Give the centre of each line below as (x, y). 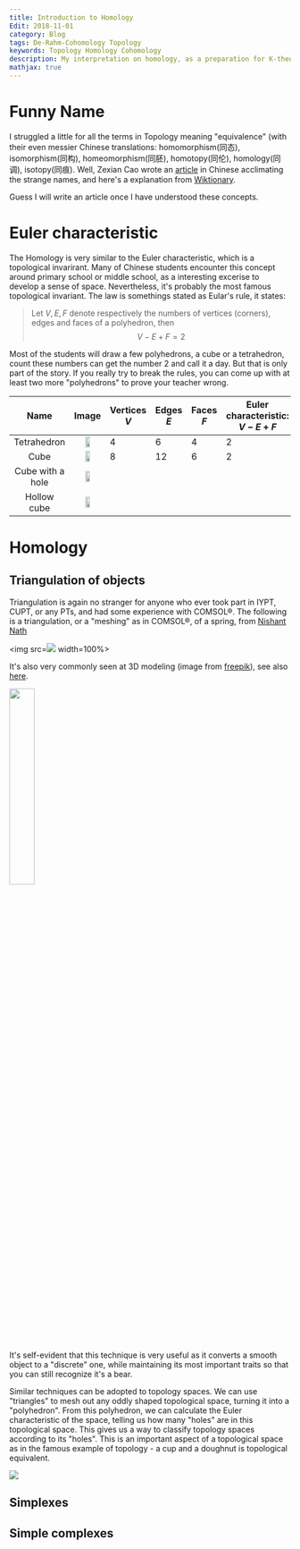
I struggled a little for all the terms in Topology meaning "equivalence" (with (148, 136)
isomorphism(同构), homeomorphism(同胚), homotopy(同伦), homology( (142, 158)
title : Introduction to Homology (71, 17)
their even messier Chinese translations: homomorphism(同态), (125, 147)
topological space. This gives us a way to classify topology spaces (132, 1429)
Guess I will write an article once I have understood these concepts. (134, 197)
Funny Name (57, 112)
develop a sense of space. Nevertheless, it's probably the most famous (140, 286)
